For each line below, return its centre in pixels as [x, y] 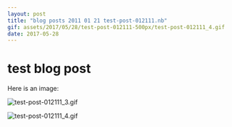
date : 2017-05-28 [33, 34]
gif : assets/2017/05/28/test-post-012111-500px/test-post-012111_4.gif [116, 27]
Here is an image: [33, 89]
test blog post [49, 69]
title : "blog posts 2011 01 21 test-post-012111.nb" [87, 21]
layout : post [27, 14]
